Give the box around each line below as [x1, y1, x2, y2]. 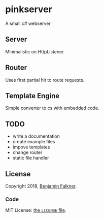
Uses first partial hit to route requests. [5, 77, 85, 83]
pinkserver [5, 4, 52, 15]
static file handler [12, 155, 49, 161]
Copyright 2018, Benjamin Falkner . [5, 183, 77, 189]
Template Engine [5, 91, 60, 100]
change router [12, 149, 43, 155]
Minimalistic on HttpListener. [5, 48, 65, 54]
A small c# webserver [5, 20, 51, 26]
